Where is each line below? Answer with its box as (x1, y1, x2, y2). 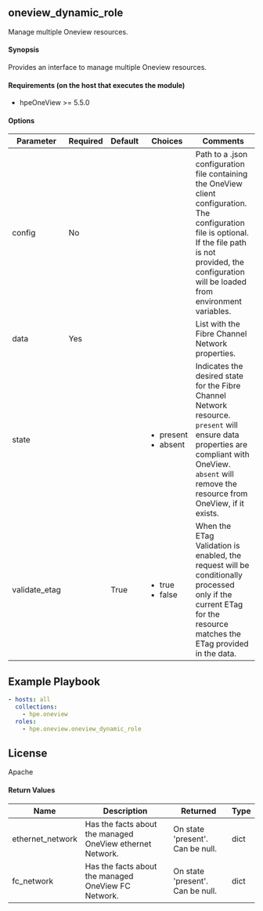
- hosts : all (8, 696, 51, 704)
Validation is (195, 541, 240, 552)
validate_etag (12, 585, 61, 596)
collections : (15, 703, 58, 711)
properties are (195, 439, 248, 450)
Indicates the (195, 361, 243, 372)
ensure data (195, 429, 240, 440)
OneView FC (85, 880, 131, 891)
